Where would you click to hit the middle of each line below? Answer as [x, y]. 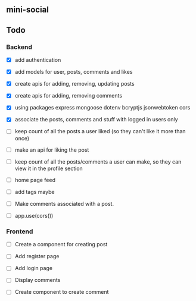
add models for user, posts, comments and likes [74, 72]
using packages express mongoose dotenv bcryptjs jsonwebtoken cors [102, 108]
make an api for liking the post [52, 150]
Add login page [33, 268]
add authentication [38, 60]
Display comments [38, 280]
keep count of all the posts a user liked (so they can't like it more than [100, 131]
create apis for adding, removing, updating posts [75, 84]
